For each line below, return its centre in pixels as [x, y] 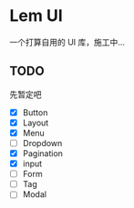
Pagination [43, 154]
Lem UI [36, 16]
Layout [36, 123]
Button [35, 112]
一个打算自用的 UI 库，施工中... [67, 42]
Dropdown [42, 143]
